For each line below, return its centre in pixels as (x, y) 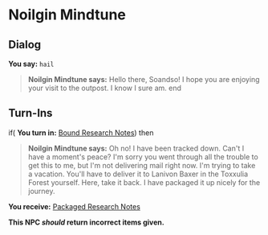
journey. (41, 191)
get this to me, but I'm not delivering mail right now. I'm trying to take (142, 165)
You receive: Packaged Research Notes (74, 206)
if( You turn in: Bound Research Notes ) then (81, 132)
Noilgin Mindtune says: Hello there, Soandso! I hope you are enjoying (144, 79)
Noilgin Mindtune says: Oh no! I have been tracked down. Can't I (136, 148)
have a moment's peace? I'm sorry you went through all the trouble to (143, 157)
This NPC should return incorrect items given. (86, 222)
